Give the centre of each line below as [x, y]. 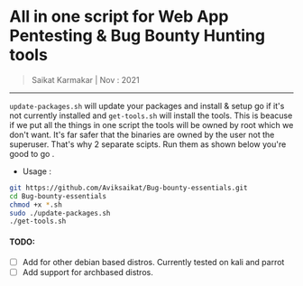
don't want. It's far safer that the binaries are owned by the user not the [142, 134]
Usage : [37, 171]
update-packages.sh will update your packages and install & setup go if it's [147, 106]
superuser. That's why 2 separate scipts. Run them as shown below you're [148, 144]
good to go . [32, 153]
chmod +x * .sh [36, 205]
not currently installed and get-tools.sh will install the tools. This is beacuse [151, 115]
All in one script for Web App [119, 17]
